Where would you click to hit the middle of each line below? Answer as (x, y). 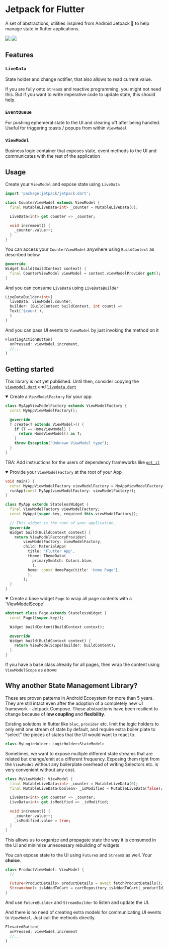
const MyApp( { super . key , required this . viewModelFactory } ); (74, 514)
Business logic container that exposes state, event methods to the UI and (81, 151)
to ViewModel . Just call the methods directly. (51, 917)
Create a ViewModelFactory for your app (51, 397)
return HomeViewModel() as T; (50, 434)
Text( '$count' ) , (27, 311)
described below (23, 255)
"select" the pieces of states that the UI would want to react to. (70, 735)
